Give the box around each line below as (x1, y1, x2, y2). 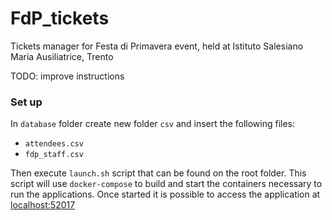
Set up (10, 95, 43, 109)
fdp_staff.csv (24, 150, 84, 160)
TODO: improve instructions (10, 70, 125, 82)
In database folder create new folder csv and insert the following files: (10, 118, 296, 130)
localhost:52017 (10, 199, 76, 211)
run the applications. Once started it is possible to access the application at (10, 188, 321, 201)
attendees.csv (24, 139, 84, 149)
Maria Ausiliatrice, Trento (10, 50, 114, 62)
